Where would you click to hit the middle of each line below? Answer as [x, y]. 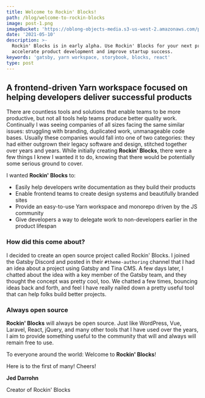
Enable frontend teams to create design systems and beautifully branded [107, 194]
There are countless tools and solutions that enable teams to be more [94, 112]
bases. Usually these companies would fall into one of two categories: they [101, 138]
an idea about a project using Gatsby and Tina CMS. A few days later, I [95, 268]
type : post [20, 63]
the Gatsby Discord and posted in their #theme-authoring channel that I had [101, 261]
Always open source [37, 310]
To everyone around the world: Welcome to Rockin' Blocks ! [81, 354]
